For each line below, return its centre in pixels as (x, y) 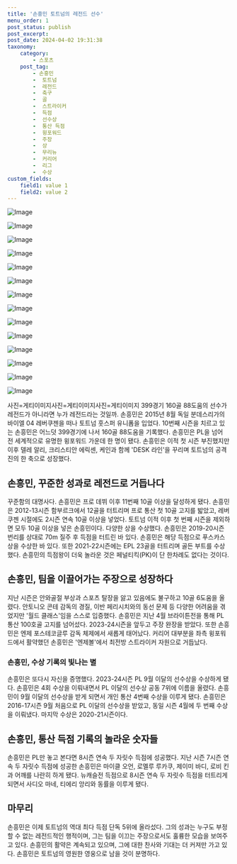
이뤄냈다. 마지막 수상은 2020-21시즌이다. (71, 714)
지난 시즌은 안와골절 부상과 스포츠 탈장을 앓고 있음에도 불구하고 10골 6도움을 (112, 597)
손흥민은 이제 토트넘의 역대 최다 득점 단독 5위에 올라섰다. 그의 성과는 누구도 (111, 826)
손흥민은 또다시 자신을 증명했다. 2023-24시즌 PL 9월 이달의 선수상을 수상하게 (114, 679)
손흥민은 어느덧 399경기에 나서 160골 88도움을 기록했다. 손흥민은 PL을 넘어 (119, 432)
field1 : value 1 (44, 185)
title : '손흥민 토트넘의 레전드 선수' (56, 14)
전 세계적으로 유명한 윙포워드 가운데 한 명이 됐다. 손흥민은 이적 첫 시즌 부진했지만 (118, 441)
